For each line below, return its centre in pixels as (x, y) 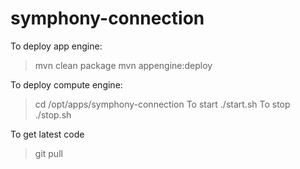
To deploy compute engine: (66, 84)
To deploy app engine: (56, 46)
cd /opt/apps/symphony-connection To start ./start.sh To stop (162, 104)
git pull (48, 153)
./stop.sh (53, 114)
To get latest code (47, 134)
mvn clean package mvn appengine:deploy (123, 65)
